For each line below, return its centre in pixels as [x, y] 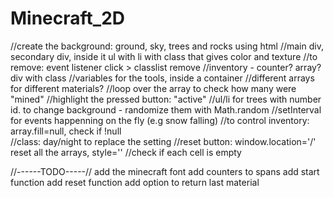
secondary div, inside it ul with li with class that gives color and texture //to [164, 56]
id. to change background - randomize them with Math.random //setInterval [166, 109]
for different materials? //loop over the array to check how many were [153, 88]
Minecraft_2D [68, 18]
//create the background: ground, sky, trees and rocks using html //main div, [167, 46]
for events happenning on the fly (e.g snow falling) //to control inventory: [160, 120]
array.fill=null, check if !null [66, 131]
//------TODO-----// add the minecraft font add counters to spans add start [165, 171]
